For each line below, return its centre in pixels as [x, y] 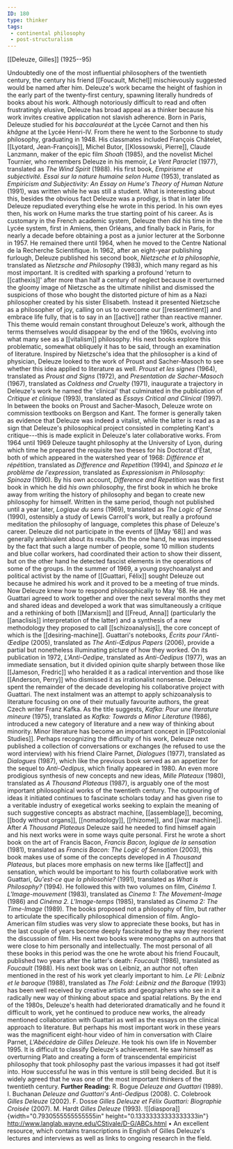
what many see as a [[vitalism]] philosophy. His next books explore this [109, 339]
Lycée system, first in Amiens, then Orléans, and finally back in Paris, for [111, 228]
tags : [15, 26]
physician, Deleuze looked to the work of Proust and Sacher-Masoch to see [115, 361]
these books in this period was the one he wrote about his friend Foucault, [114, 953]
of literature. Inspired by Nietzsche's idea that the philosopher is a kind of [112, 354]
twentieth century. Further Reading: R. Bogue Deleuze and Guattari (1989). [115, 1086]
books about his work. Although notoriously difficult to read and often [107, 102]
